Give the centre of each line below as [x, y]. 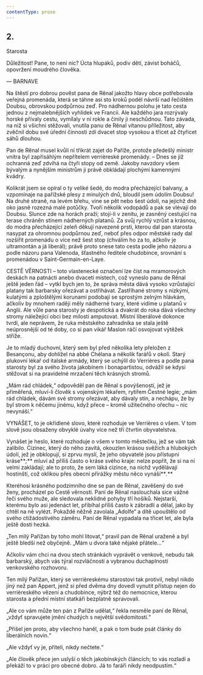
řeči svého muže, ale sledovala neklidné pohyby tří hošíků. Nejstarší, [92, 499]
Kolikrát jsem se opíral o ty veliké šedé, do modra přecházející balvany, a [97, 188]
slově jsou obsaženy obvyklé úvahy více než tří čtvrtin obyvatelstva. [92, 430]
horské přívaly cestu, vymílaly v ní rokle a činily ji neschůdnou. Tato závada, [101, 119]
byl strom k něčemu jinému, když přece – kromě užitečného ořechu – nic [97, 405]
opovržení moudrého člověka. [43, 70]
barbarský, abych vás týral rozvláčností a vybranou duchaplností [87, 561]
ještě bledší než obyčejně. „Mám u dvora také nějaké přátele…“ [85, 543]
